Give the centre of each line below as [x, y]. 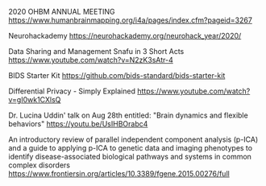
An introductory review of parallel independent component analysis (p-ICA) [133, 139]
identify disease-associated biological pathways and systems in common [130, 157]
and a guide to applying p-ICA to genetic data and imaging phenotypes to [130, 148]
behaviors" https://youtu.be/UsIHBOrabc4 [78, 124]
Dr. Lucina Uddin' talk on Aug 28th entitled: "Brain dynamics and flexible [128, 115]
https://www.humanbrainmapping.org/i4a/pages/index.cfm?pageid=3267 [130, 20]
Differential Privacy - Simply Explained [72, 91]
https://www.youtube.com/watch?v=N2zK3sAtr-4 [91, 60]
